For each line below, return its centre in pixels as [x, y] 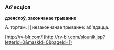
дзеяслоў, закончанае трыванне [41, 18]
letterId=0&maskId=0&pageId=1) [39, 42]
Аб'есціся [18, 7]
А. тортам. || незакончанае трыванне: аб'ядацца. [57, 27]
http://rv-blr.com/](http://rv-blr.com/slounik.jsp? [56, 37]
